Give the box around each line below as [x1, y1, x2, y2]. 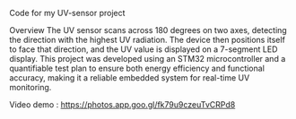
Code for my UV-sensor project [9, 8, 126, 18]
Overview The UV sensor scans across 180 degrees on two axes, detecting [9, 25, 287, 35]
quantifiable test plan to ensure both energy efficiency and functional [9, 63, 265, 73]
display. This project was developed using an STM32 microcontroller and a [9, 54, 286, 64]
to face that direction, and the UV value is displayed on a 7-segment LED [9, 44, 278, 55]
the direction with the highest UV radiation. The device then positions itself [9, 35, 285, 45]
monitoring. [9, 82, 52, 92]
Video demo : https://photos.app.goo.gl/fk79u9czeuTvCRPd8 [9, 99, 236, 110]
